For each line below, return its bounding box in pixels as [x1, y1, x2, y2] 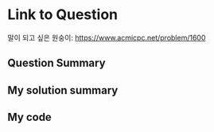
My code [7, 111, 53, 124]
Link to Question [7, 6, 119, 24]
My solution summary [7, 83, 119, 97]
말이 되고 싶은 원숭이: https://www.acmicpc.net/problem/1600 [7, 33, 206, 42]
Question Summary [7, 56, 106, 70]
